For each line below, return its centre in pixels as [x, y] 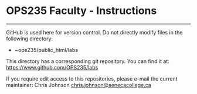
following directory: [30, 39]
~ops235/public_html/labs [46, 50]
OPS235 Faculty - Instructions [81, 11]
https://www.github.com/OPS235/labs [52, 67]
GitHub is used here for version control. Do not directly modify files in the [94, 32]
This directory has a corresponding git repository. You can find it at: [88, 61]
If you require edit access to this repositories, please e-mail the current [92, 79]
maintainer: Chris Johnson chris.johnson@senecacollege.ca [79, 85]
